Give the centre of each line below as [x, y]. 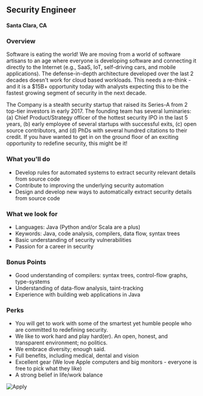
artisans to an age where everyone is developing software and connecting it [101, 61]
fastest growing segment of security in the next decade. [77, 93]
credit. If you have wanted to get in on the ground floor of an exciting [92, 137]
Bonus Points [26, 262]
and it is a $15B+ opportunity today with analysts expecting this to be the [98, 87]
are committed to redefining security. [61, 330]
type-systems [33, 282]
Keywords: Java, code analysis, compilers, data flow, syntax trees [98, 233]
